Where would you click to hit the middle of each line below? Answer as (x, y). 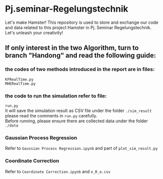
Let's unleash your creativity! (34, 33)
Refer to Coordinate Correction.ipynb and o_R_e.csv (58, 171)
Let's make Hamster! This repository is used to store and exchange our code (82, 22)
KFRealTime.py (19, 79)
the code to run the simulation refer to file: (56, 96)
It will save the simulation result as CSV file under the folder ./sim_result (78, 111)
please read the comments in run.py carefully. (51, 115)
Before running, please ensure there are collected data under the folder (77, 121)
